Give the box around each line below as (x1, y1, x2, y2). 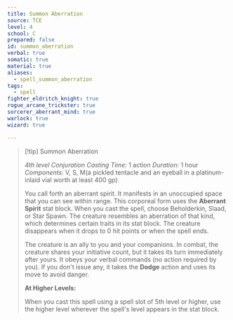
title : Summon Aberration (7, 10, 83, 18)
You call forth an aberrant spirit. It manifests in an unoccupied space (24, 189, 222, 198)
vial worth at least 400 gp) (41, 175, 118, 184)
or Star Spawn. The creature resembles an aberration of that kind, (24, 212, 215, 220)
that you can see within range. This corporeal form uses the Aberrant (24, 196, 226, 205)
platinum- (196, 168, 225, 177)
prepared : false (7, 37, 55, 44)
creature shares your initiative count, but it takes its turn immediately (24, 248, 223, 256)
